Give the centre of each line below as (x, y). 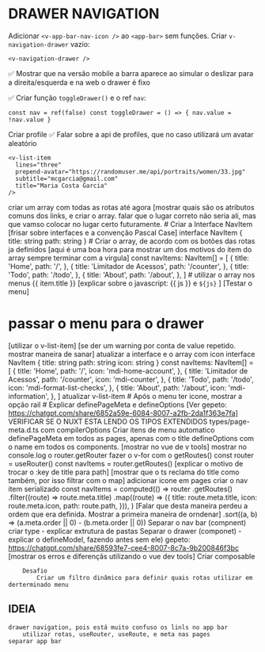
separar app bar (35, 641)
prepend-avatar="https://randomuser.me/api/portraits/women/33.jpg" (131, 171)
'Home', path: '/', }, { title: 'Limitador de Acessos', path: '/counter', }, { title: (129, 266)
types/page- (230, 421)
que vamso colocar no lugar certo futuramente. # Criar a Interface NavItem (131, 224)
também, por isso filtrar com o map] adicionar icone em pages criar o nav (128, 480)
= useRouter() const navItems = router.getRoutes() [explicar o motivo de (126, 463)
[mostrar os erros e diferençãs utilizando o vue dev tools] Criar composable (132, 556)
